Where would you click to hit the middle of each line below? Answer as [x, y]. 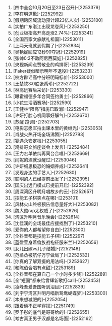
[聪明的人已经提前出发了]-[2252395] [51, 179]
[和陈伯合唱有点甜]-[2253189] [44, 268]
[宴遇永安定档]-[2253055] [40, 141]
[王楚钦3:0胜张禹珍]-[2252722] [46, 84]
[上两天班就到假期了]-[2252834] [47, 45]
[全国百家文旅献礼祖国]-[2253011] [48, 39]
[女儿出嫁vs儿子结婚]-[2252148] [46, 249]
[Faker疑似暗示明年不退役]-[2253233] [52, 71]
